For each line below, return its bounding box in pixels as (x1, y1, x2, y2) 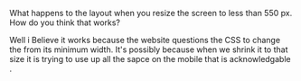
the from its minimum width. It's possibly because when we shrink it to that (9, 44, 288, 55)
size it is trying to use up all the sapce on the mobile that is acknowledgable (9, 54, 291, 64)
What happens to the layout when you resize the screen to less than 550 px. (9, 8, 293, 18)
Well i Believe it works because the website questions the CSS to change (9, 35, 281, 45)
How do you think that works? (9, 17, 120, 28)
